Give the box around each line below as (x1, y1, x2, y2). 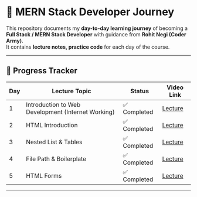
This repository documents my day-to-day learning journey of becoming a (6, 25, 188, 32)
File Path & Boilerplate (26, 155, 87, 163)
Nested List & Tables (26, 138, 83, 146)
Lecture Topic (52, 87, 91, 95)
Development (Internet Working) (26, 108, 116, 116)
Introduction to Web (26, 100, 81, 108)
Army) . (6, 37, 23, 44)
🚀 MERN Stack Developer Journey (6, 5, 175, 19)
